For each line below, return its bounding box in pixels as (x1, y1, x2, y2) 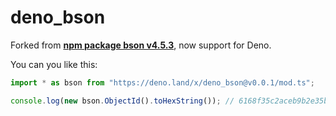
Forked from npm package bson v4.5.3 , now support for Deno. (10, 39, 272, 51)
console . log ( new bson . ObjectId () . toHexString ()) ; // (10, 96, 235, 106)
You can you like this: (10, 58, 98, 70)
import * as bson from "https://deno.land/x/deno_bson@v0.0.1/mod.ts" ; (10, 77, 315, 88)
